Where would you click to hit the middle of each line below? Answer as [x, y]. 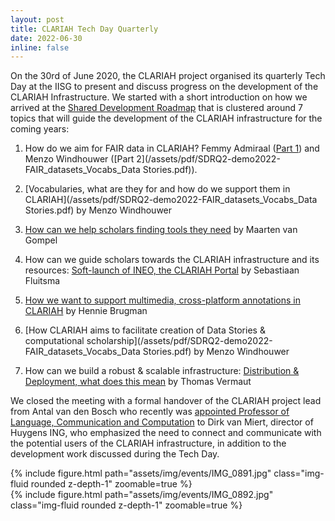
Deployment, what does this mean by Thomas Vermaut [138, 382]
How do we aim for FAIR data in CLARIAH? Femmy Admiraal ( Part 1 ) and [172, 148]
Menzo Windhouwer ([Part [79, 159]
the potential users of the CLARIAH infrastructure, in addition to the [148, 443]
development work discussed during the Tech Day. [115, 454]
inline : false [40, 47]
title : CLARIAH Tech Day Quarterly [84, 29]
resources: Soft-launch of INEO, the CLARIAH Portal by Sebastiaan [162, 270]
